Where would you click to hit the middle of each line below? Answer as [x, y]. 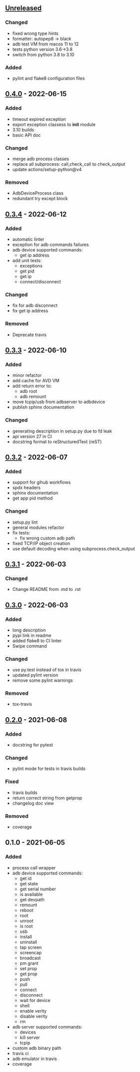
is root [26, 926]
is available [31, 894]
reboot [27, 910]
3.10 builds [23, 130]
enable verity [33, 1011]
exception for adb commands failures [51, 245]
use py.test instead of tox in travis [47, 670]
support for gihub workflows [41, 482]
